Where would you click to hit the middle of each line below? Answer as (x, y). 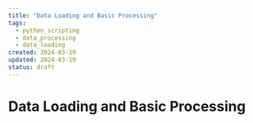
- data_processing (46, 38)
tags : (17, 23)
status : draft (32, 67)
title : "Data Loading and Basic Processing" (83, 15)
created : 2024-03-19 (42, 52)
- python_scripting (48, 30)
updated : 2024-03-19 (42, 60)
